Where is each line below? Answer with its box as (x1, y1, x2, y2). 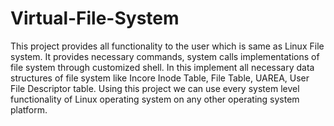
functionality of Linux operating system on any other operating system (10, 93, 300, 105)
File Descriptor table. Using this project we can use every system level (10, 82, 300, 94)
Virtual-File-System (10, 7, 180, 30)
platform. (10, 103, 48, 116)
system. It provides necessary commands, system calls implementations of (10, 50, 320, 62)
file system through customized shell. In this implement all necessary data (10, 61, 315, 73)
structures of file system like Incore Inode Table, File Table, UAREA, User (10, 72, 310, 84)
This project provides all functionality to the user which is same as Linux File (10, 40, 325, 52)
